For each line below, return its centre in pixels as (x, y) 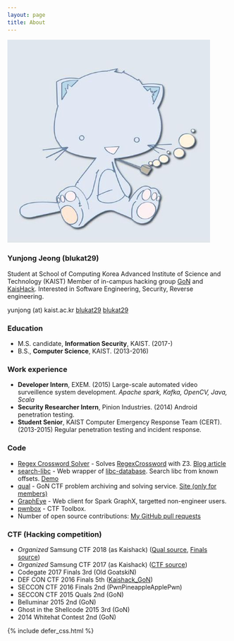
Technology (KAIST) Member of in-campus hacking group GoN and (105, 281)
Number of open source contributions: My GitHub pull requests (109, 516)
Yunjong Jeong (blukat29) (53, 258)
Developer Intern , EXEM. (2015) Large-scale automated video (107, 385)
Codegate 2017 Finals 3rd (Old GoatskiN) (77, 572)
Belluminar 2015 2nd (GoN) (57, 602)
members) (32, 493)
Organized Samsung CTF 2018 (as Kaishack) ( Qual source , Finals (112, 549)
